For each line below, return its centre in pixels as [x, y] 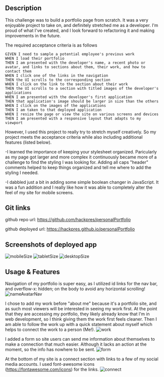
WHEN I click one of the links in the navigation [57, 75]
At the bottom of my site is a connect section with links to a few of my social [82, 359]
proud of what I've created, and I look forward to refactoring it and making [80, 30]
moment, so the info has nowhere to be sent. [50, 350]
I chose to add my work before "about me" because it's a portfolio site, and [81, 303]
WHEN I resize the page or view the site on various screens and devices [82, 114]
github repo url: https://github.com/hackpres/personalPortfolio [68, 220]
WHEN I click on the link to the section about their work [67, 84]
